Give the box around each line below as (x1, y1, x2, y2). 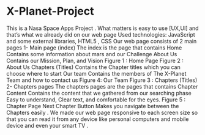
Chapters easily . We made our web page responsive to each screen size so (6, 109, 198, 116)
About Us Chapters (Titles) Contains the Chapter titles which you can (6, 63, 181, 71)
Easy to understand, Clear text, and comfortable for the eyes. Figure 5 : (6, 96, 186, 103)
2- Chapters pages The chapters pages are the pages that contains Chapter (6, 82, 198, 90)
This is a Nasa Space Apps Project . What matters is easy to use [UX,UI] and (6, 24, 199, 32)
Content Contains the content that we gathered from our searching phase (6, 89, 192, 97)
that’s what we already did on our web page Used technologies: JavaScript (6, 31, 196, 38)
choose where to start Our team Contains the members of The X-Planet (6, 70, 187, 77)
